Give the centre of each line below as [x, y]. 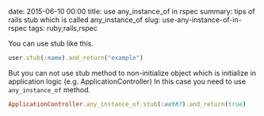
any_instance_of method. [50, 89]
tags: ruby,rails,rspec [63, 28]
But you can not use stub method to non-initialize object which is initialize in [132, 73]
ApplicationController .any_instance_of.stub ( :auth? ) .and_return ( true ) [127, 104]
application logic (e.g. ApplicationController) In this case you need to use [127, 81]
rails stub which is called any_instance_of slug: [84, 20]
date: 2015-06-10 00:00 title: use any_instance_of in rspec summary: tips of [132, 11]
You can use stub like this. [51, 43]
